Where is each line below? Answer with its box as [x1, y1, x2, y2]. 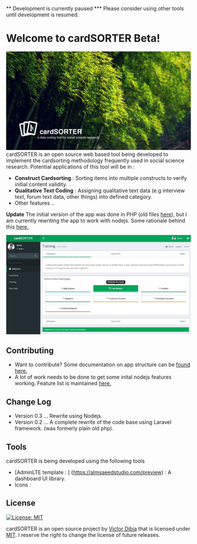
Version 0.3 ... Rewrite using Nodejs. [14, 413, 103, 420]
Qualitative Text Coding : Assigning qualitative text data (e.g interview [14, 187, 185, 194]
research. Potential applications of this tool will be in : [6, 164, 135, 171]
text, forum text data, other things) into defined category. [14, 193, 152, 200]
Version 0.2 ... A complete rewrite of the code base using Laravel [14, 419, 172, 426]
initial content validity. [14, 181, 67, 188]
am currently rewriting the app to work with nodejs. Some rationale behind [6, 217, 186, 225]
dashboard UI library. [14, 475, 66, 482]
